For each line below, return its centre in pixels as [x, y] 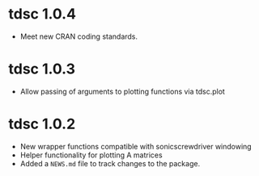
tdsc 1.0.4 [42, 14]
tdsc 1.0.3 [42, 69]
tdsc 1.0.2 [42, 124]
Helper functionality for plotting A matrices [91, 155]
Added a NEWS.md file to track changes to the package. [110, 163]
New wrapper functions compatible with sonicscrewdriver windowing [136, 146]
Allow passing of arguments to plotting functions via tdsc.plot [122, 91]
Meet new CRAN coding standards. [79, 36]
